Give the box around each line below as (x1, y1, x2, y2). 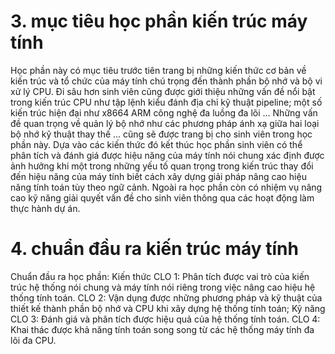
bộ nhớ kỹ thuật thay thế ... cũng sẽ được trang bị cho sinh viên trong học (10, 128, 313, 140)
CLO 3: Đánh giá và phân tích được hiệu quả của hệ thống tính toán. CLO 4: (10, 313, 321, 325)
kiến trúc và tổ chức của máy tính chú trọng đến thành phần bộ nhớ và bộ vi (10, 75, 323, 87)
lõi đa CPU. (10, 334, 57, 346)
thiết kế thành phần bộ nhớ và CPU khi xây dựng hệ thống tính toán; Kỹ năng (10, 302, 326, 314)
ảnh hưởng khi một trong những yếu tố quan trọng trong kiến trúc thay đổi (10, 160, 314, 172)
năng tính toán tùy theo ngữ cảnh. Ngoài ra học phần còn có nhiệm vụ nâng (10, 181, 323, 193)
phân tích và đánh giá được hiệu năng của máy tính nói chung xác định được (10, 149, 325, 161)
